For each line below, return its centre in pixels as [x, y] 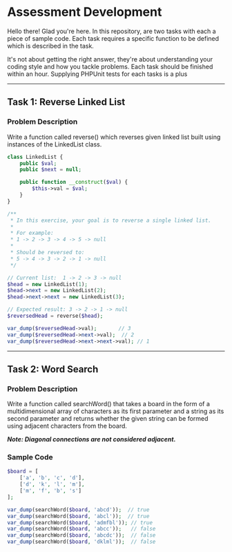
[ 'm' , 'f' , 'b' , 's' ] [50, 491]
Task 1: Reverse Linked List [66, 102]
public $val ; [38, 163]
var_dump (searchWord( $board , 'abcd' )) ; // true [78, 510]
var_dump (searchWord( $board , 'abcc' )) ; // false [81, 529]
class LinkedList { [35, 157]
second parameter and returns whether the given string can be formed [108, 419]
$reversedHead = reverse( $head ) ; [55, 316]
